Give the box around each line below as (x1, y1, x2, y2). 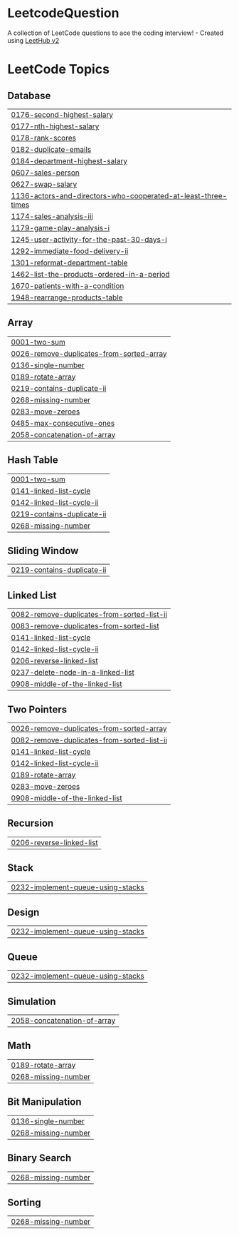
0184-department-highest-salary (11, 155, 128, 165)
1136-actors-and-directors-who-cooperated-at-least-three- (11, 190, 228, 200)
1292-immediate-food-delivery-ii (11, 246, 129, 256)
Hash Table (7, 454, 58, 466)
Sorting (7, 1196, 41, 1208)
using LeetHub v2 (7, 36, 60, 44)
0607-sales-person (11, 168, 80, 178)
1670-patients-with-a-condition (11, 280, 124, 290)
